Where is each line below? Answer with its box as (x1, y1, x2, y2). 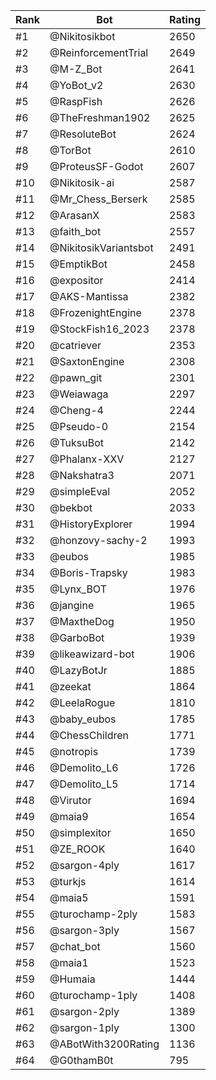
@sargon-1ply (49, 1021, 120, 1034)
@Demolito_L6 (49, 761, 119, 774)
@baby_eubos (49, 712, 117, 726)
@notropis (49, 745, 99, 758)
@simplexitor (49, 826, 112, 839)
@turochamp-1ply (49, 989, 138, 1002)
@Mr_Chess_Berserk (49, 192, 148, 206)
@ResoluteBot (49, 127, 117, 141)
